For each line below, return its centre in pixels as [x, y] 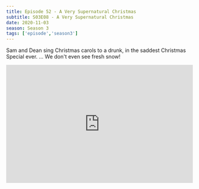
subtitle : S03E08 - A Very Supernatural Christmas [70, 17]
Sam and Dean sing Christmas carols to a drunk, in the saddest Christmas [96, 50]
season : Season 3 [28, 28]
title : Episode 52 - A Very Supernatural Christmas [71, 12]
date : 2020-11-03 [28, 22]
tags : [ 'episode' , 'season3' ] [42, 34]
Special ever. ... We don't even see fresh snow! [63, 57]
